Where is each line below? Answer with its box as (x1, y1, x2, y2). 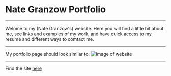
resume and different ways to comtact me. (5, 36, 94, 42)
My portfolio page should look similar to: (5, 50, 90, 57)
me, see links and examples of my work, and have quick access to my (5, 31, 152, 37)
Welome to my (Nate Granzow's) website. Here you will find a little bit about (5, 25, 164, 31)
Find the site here (5, 65, 42, 71)
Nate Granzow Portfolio (5, 4, 106, 15)
